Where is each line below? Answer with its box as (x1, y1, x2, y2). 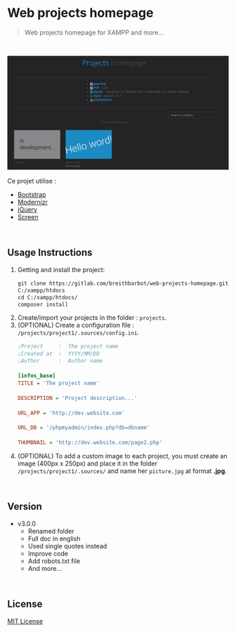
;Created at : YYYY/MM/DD (17, 350, 100, 357)
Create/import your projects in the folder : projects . (17, 313, 167, 321)
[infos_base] (17, 373, 56, 380)
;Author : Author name (17, 357, 103, 365)
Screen (17, 212, 39, 221)
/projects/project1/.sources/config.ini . (17, 328, 139, 337)
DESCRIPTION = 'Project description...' (17, 394, 138, 401)
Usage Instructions (7, 247, 93, 259)
